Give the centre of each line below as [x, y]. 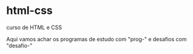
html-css [29, 11]
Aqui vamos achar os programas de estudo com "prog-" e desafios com [96, 39]
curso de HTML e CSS [34, 27]
